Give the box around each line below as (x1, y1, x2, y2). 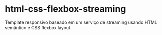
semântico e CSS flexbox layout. (5, 24, 72, 30)
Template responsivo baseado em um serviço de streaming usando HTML (5, 19, 157, 25)
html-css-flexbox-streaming (5, 3, 126, 15)
